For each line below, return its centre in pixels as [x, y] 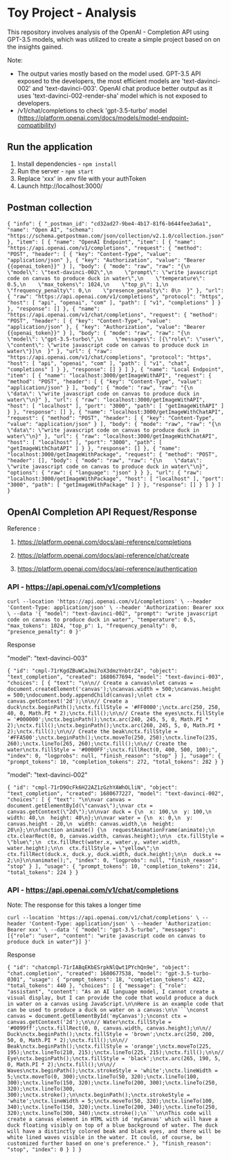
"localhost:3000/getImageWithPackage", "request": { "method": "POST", [112, 454]
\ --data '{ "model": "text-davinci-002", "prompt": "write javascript [112, 613]
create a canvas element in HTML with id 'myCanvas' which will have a [112, 1119]
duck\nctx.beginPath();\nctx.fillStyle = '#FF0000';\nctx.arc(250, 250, [114, 707]
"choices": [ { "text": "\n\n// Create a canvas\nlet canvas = [100, 683]
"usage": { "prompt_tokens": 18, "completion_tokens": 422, [117, 980]
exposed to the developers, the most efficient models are [99, 80]
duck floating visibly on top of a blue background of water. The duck [112, 1125]
